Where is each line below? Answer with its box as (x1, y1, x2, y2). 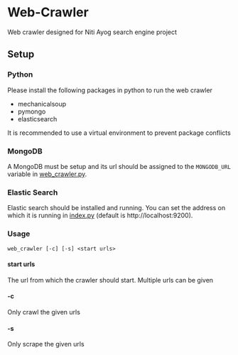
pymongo (17, 107, 46, 116)
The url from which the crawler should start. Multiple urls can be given (7, 275, 214, 284)
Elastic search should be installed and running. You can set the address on (7, 204, 226, 212)
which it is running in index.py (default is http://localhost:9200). (7, 211, 193, 220)
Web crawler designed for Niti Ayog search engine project (7, 28, 178, 36)
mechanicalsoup (17, 99, 67, 108)
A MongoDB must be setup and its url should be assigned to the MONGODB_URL (7, 162, 231, 170)
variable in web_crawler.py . (7, 170, 87, 178)
